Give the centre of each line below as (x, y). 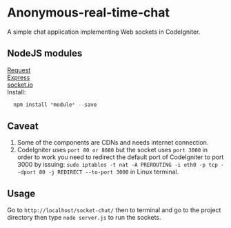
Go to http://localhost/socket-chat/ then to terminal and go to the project (114, 210)
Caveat (23, 126)
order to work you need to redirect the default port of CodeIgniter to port (120, 157)
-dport (27, 173)
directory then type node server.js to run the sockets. (84, 218)
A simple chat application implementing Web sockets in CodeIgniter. (104, 32)
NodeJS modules (45, 53)
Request (19, 70)
